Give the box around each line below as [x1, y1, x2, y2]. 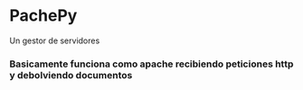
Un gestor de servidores [9, 35, 100, 46]
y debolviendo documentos [9, 68, 133, 81]
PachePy [9, 5, 78, 26]
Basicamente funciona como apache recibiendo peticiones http [9, 58, 294, 70]
